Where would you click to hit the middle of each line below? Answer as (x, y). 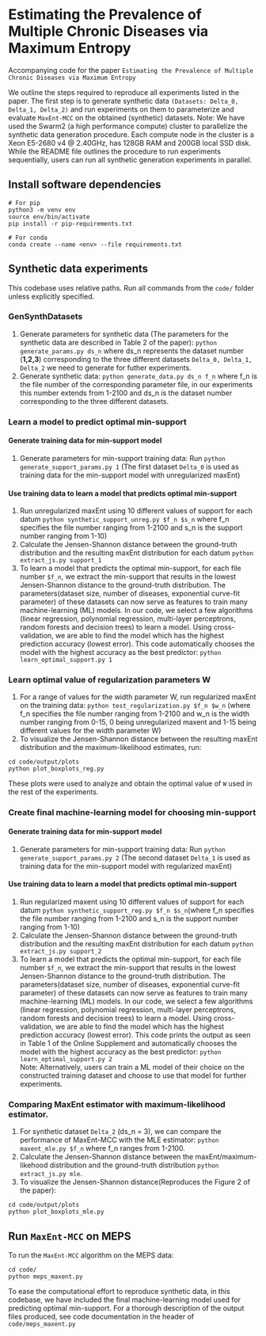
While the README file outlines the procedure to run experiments (115, 151)
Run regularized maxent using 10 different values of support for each (132, 901)
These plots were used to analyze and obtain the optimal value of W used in (130, 784)
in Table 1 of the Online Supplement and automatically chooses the (128, 1043)
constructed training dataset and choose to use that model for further (133, 1075)
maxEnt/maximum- (226, 1157)
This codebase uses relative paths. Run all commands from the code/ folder (131, 287)
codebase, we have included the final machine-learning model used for (125, 1300)
